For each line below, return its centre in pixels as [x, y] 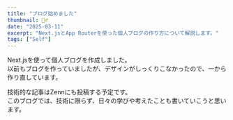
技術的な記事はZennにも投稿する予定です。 [69, 92]
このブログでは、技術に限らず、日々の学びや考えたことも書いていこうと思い [117, 101]
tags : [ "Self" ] [29, 40]
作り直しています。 [35, 78]
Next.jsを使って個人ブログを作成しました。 [69, 60]
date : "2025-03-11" [36, 26]
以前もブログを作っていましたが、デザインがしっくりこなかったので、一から [117, 69]
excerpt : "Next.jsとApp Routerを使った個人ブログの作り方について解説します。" [113, 33]
